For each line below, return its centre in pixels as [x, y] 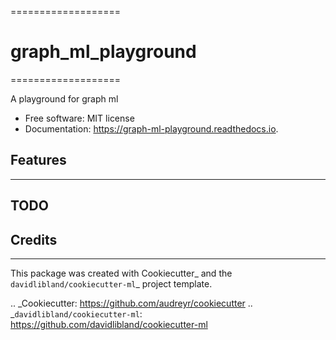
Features [38, 160]
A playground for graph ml [64, 98]
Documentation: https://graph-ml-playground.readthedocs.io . [151, 128]
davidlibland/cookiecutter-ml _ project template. [111, 283]
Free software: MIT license [79, 118]
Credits [34, 239]
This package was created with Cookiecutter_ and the [121, 273]
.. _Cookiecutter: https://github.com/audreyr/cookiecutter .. [131, 303]
